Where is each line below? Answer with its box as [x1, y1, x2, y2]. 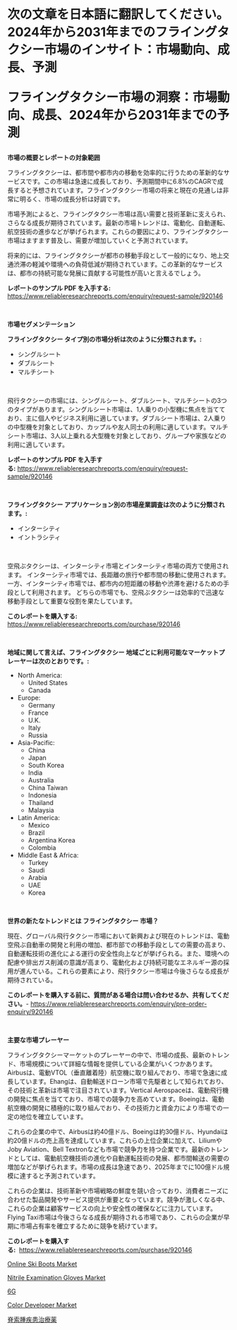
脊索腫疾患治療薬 [7, 1315, 57, 1324]
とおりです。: [50, 657, 90, 665]
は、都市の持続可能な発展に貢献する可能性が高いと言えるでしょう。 [7, 269, 205, 277]
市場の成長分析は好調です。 [44, 195, 125, 203]
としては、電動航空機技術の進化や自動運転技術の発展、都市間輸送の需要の [13, 1154, 230, 1163]
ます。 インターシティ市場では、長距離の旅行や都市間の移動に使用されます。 [7, 571, 231, 579]
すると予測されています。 [25, 1172, 100, 1180]
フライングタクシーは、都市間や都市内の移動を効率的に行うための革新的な [7, 169, 224, 177]
